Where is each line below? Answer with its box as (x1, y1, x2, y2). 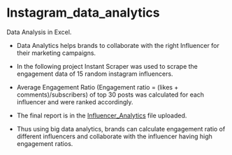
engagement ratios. (16, 139, 73, 147)
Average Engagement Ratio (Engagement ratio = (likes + (16, 83, 179, 91)
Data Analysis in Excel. (6, 28, 72, 36)
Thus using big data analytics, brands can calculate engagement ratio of (16, 124, 226, 133)
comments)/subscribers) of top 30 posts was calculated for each (16, 90, 204, 99)
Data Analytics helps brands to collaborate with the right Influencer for (16, 41, 219, 49)
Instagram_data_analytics (6, 5, 160, 21)
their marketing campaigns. (16, 49, 96, 57)
